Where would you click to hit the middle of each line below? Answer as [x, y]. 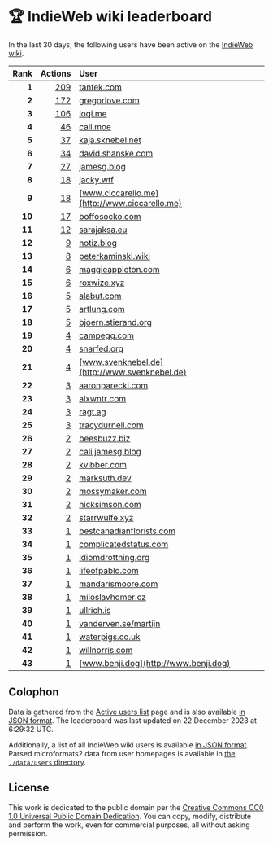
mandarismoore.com [118, 584]
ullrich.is [95, 610]
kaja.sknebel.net [110, 140]
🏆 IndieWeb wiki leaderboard [110, 17]
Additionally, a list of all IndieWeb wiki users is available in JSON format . [129, 745]
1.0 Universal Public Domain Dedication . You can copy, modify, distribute [130, 816]
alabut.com [100, 296]
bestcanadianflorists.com [127, 531]
